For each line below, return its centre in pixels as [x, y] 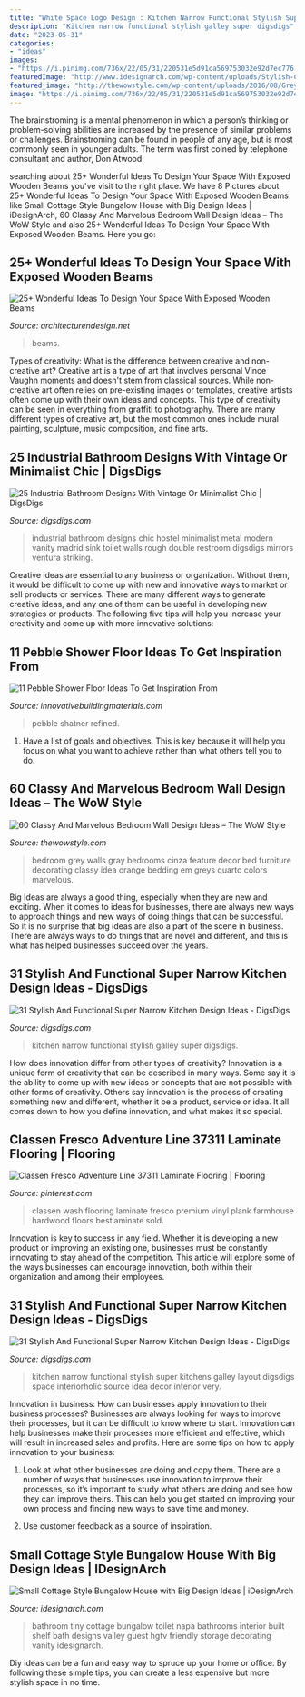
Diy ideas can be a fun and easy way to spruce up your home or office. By [148, 1663]
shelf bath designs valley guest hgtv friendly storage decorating [152, 1636]
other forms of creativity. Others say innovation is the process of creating [147, 1092]
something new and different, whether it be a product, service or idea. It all [149, 1102]
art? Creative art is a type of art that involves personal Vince [154, 371]
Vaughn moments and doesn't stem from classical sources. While [132, 380]
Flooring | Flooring [63, 1154]
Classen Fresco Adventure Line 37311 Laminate [146, 1139]
